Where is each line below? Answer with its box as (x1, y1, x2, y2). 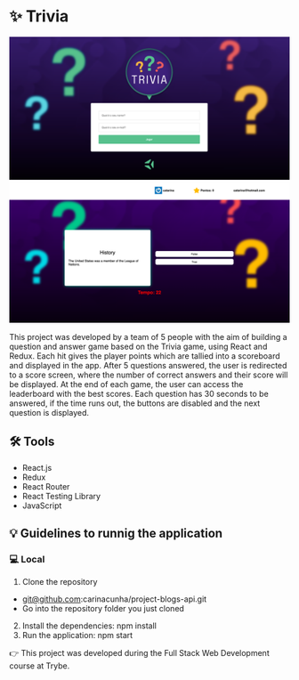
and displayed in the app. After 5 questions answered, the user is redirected (9, 360, 287, 370)
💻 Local (9, 553, 45, 565)
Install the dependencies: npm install (21, 620, 158, 631)
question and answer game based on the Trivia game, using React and (9, 341, 268, 352)
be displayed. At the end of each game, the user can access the (9, 378, 244, 389)
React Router (21, 481, 70, 491)
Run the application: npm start (21, 630, 133, 641)
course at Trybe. (9, 660, 70, 671)
